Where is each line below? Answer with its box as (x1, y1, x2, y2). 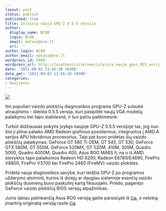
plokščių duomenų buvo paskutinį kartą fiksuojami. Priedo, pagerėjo (5, 180, 144, 186)
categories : (5, 76, 30, 81)
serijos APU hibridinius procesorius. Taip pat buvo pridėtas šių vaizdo (5, 134, 147, 140)
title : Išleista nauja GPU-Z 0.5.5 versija (5, 21, 96, 26)
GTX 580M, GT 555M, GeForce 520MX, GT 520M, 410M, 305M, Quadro (5, 144, 151, 150)
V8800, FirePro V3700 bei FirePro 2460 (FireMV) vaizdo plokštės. (5, 160, 139, 166)
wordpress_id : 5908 (5, 58, 45, 63)
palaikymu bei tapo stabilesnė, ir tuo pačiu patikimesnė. (5, 114, 119, 120)
